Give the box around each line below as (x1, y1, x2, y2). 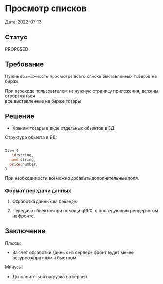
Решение (5, 112, 35, 120)
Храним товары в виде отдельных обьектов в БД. (12, 125, 116, 131)
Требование (5, 60, 44, 69)
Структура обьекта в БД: (5, 134, 57, 140)
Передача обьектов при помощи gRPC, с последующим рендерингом (12, 208, 158, 214)
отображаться (5, 93, 35, 99)
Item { (5, 148, 18, 153)
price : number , (9, 162, 38, 167)
